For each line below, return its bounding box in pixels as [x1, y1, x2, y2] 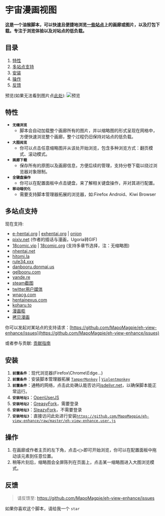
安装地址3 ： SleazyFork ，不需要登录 [12, 407, 82, 413]
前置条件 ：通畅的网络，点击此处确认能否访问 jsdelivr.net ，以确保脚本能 [12, 382, 152, 388]
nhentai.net [12, 248, 35, 254]
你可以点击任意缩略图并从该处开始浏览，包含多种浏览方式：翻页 [19, 145, 149, 151]
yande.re [12, 274, 30, 280]
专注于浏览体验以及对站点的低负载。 [13, 27, 87, 33]
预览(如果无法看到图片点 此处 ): [5, 92, 66, 98]
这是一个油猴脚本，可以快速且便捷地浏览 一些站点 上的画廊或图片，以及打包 [5, 22, 156, 27]
